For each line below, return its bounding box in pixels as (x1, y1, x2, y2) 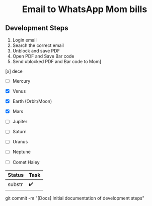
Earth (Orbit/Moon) (12, 98, 52, 105)
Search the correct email (12, 42, 64, 48)
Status (8, 171, 24, 178)
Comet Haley (12, 159, 40, 165)
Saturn (12, 129, 27, 135)
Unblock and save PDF (12, 48, 60, 54)
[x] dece (5, 68, 23, 74)
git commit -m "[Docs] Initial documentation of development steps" (5, 195, 144, 201)
